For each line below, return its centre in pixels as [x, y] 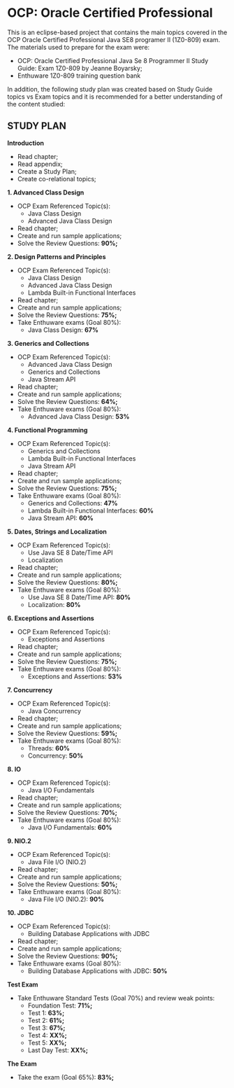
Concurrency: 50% [56, 755]
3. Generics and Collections [48, 343]
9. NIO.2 [19, 841]
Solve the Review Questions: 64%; [67, 401]
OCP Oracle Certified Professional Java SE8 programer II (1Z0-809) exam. [114, 39]
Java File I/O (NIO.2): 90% [66, 899]
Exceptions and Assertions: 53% [75, 676]
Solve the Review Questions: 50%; [67, 884]
